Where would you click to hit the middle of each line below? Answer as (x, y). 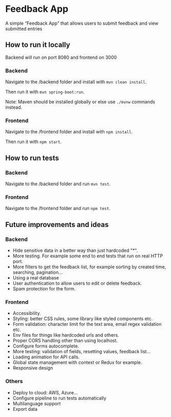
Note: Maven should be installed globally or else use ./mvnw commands (80, 102)
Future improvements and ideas (57, 224)
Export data (25, 409)
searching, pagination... (38, 272)
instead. (14, 107)
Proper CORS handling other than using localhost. (65, 341)
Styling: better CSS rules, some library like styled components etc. (83, 319)
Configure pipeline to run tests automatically (59, 398)
